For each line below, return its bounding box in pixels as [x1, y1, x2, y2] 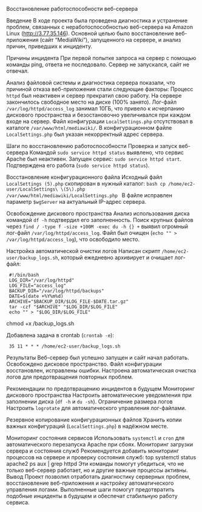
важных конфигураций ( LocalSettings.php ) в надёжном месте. [6, 423, 169, 429]
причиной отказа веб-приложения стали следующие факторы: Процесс [6, 86, 194, 93]
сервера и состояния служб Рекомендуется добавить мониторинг [6, 447, 180, 454]
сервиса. [6, 499, 30, 506]
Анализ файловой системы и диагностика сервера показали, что [6, 79, 176, 86]
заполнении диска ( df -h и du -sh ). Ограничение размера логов [6, 398, 173, 405]
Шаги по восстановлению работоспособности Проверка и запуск [6, 143, 178, 149]
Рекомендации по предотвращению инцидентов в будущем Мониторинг [6, 385, 195, 392]
